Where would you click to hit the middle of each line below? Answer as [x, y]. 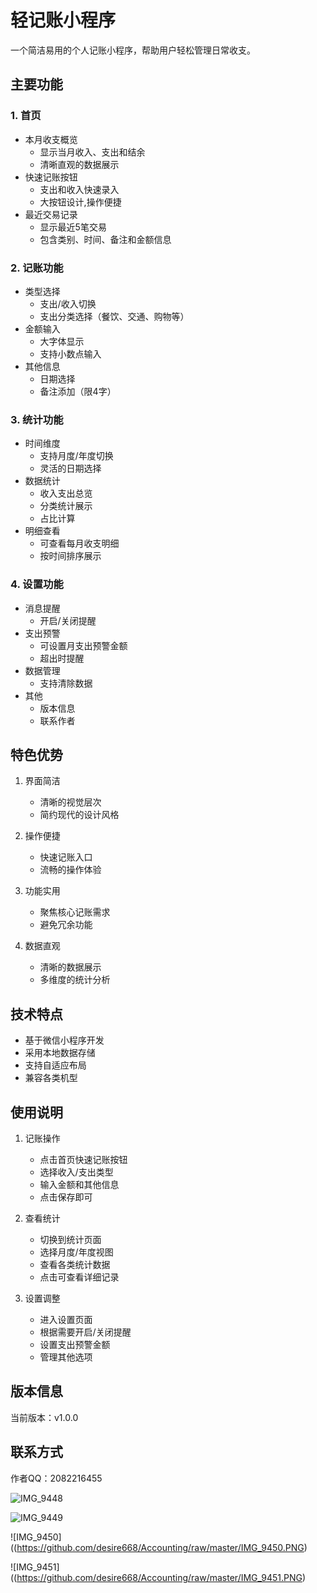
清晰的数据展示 [70, 967]
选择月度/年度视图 [76, 1252]
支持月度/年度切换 [76, 456]
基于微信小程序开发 [64, 1040]
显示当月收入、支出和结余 [92, 152]
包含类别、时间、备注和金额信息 [105, 239]
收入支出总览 [66, 493]
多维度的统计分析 [75, 980]
